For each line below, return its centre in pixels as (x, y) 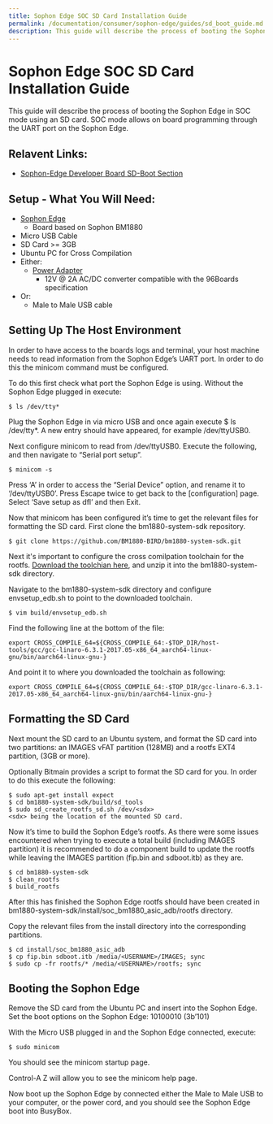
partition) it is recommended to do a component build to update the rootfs (132, 848)
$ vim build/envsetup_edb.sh (58, 613)
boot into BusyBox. (40, 1111)
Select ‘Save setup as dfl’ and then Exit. (74, 501)
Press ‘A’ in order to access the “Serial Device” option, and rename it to (127, 484)
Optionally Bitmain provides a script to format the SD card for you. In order (133, 771)
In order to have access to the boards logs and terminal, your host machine (134, 349)
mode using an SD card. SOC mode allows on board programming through (133, 119)
